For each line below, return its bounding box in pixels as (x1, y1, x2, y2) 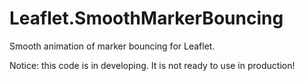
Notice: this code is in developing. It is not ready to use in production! (9, 59, 296, 71)
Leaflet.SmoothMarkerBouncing (9, 7, 284, 30)
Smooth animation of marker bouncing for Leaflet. (9, 40, 216, 52)
